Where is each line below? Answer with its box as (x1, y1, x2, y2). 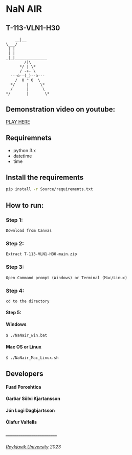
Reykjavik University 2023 (6, 444, 61, 450)
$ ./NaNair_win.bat (6, 333, 48, 338)
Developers (6, 370, 43, 378)
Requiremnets (6, 134, 52, 142)
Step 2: (6, 240, 25, 247)
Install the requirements (6, 173, 84, 182)
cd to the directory (6, 299, 50, 304)
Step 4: (6, 287, 25, 294)
